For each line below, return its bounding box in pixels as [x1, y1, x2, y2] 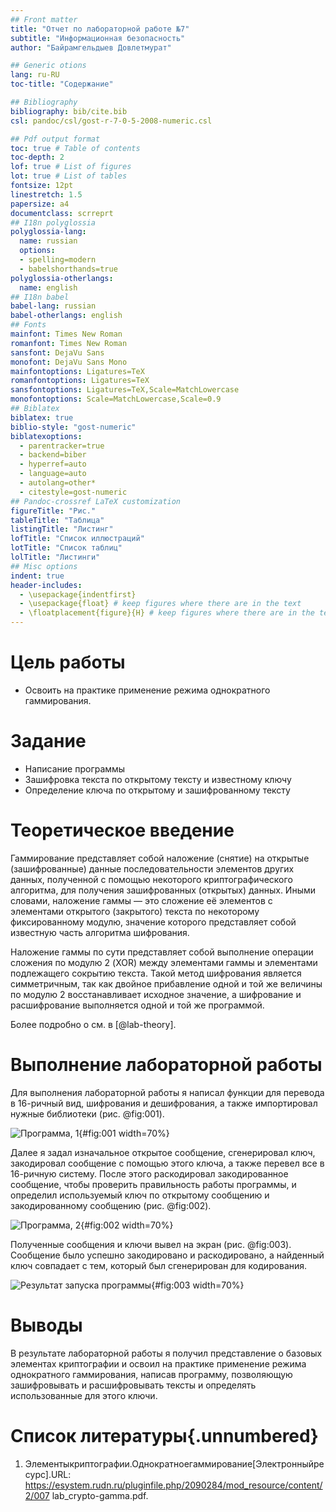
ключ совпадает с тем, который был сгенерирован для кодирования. [10, 1259, 308, 1271]
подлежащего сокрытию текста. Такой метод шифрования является [10, 967, 302, 979]
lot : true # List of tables [10, 171, 128, 181]
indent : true [10, 571, 65, 581]
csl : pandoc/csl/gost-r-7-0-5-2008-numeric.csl [10, 116, 213, 126]
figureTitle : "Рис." [10, 506, 97, 516]
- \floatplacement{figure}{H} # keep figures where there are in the [19, 608, 315, 618]
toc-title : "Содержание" [10, 79, 114, 90]
